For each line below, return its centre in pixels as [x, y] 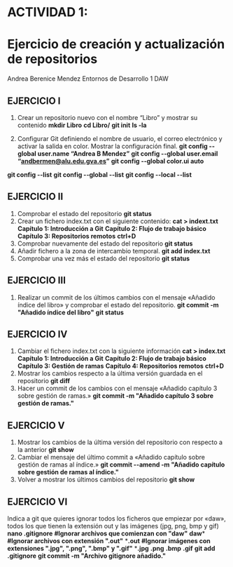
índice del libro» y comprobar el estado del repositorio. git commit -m [118, 305]
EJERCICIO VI [37, 501]
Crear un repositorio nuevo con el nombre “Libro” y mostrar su [107, 117]
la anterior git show [46, 450]
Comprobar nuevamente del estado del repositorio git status [105, 244]
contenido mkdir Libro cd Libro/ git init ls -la [82, 125]
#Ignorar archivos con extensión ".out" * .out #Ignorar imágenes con [109, 541]
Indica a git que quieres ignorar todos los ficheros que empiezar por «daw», [116, 519]
